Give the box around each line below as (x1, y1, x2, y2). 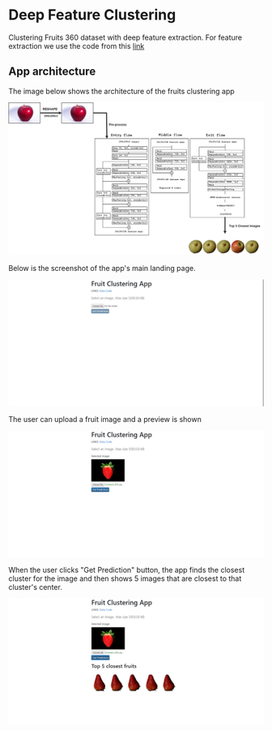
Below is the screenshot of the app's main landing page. (8, 264, 196, 273)
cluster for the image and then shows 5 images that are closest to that (8, 574, 242, 583)
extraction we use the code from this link (8, 41, 145, 50)
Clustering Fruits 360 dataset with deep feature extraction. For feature (8, 32, 243, 42)
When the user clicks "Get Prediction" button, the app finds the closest (8, 565, 245, 575)
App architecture (8, 65, 96, 79)
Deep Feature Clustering (8, 6, 176, 24)
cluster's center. (8, 583, 62, 592)
